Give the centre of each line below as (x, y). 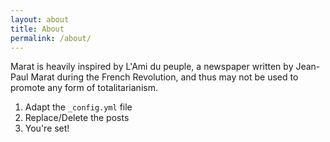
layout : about (40, 19)
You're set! (47, 128)
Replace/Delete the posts (77, 118)
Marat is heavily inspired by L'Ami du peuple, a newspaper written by (152, 67)
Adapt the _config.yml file (78, 107)
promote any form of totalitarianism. (84, 88)
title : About (37, 29)
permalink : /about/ (51, 38)
